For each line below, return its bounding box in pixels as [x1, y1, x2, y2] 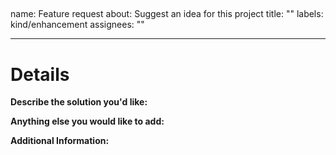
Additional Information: [10, 135, 110, 147]
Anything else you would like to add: [10, 115, 165, 128]
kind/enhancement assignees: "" [10, 19, 145, 31]
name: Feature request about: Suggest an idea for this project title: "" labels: [10, 8, 324, 20]
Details [10, 63, 70, 86]
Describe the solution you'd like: [10, 96, 148, 108]
